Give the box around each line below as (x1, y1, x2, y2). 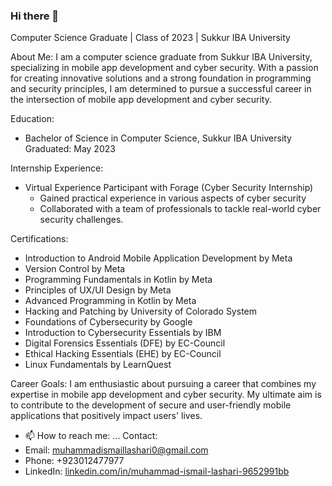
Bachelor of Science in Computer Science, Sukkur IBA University (24, 132, 292, 144)
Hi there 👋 (10, 9, 60, 23)
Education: (10, 113, 55, 125)
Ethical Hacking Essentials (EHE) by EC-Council (24, 348, 222, 360)
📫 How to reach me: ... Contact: (24, 430, 158, 442)
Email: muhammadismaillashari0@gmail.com (24, 444, 209, 456)
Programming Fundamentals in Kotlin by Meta (24, 274, 213, 286)
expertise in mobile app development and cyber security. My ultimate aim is (10, 389, 322, 401)
